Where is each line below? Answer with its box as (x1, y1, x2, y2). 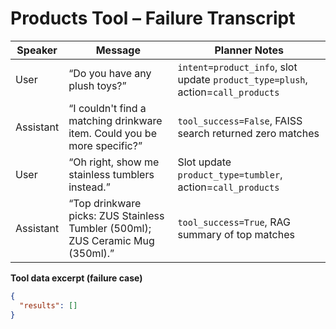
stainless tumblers (68, 167, 155, 181)
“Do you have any (68, 66, 152, 80)
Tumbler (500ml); (68, 221, 152, 235)
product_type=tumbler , (177, 167, 283, 181)
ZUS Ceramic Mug (68, 233, 155, 247)
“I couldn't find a (68, 101, 147, 115)
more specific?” (68, 138, 143, 152)
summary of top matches (177, 227, 295, 241)
